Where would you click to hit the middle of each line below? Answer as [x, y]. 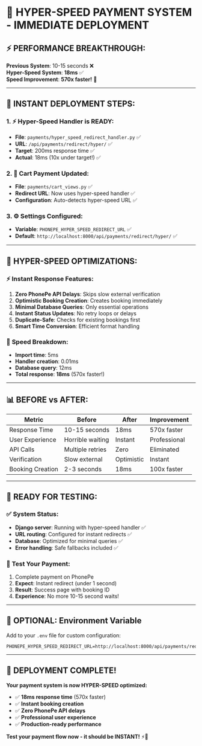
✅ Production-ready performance [58, 724]
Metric [34, 420]
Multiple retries [85, 449]
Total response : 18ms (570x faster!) [60, 375]
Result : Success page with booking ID [62, 590]
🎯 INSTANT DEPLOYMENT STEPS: [71, 104]
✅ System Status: [32, 514]
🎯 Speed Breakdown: [37, 342]
